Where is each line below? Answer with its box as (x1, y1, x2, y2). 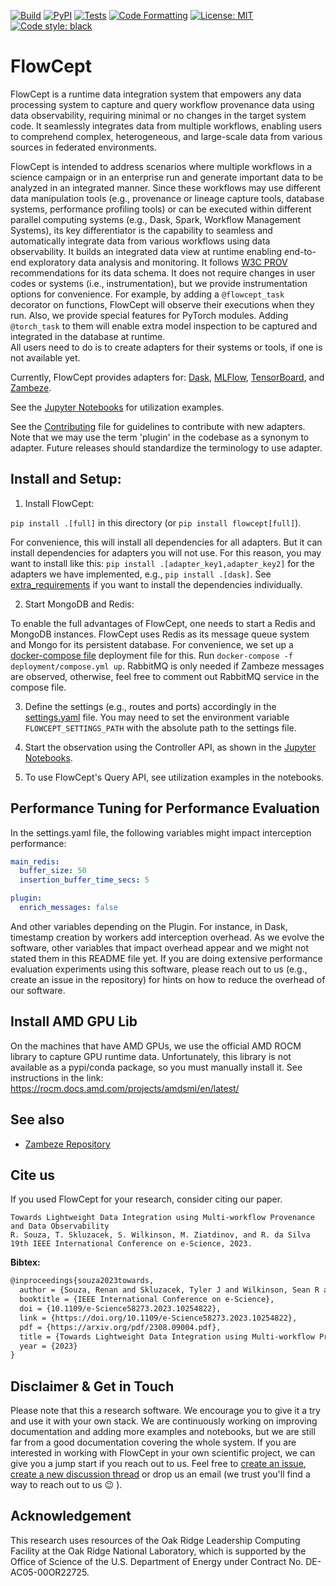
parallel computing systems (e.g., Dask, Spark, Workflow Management (10, 213, 301, 225)
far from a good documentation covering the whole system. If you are (10, 1436, 297, 1449)
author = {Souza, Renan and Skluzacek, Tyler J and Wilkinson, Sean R (19, 1285, 320, 1295)
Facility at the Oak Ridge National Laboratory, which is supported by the (10, 1545, 307, 1557)
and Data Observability (10, 1221, 110, 1232)
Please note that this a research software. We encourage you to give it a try (10, 1405, 321, 1417)
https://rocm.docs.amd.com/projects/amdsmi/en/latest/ (10, 1082, 240, 1094)
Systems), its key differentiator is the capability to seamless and (10, 224, 273, 236)
